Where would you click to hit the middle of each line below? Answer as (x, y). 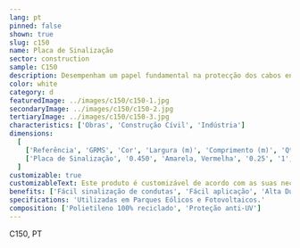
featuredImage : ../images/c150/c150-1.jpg (89, 100)
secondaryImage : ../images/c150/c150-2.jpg (92, 109)
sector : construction (50, 59)
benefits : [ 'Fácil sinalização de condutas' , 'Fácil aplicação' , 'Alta (145, 192)
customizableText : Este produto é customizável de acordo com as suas (143, 184)
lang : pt (25, 17)
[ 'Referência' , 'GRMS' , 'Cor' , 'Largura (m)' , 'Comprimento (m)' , (151, 150)
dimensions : (31, 134)
